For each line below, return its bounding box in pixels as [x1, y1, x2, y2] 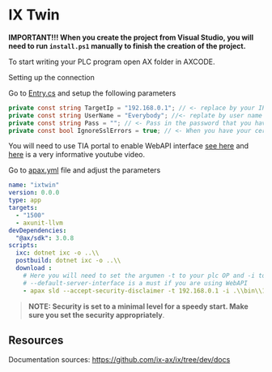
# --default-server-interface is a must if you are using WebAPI [23, 279, 249, 287]
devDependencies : [8, 226, 67, 234]
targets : [8, 204, 38, 212]
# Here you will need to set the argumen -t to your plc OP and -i [23, 272, 255, 280]
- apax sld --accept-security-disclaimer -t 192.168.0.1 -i [23, 286, 230, 295]
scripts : [8, 242, 38, 250]
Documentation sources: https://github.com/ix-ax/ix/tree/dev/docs [8, 355, 231, 365]
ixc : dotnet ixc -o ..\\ [15, 249, 100, 257]
